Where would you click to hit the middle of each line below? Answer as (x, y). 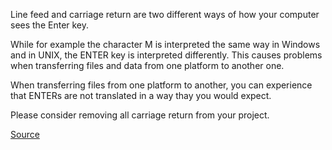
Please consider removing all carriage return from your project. (140, 115)
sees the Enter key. (50, 25)
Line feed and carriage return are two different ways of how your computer (165, 14)
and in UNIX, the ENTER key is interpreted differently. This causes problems (166, 55)
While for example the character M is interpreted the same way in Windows (165, 44)
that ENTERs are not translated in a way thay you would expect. (141, 95)
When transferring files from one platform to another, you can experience (161, 85)
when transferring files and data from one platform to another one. (147, 65)
